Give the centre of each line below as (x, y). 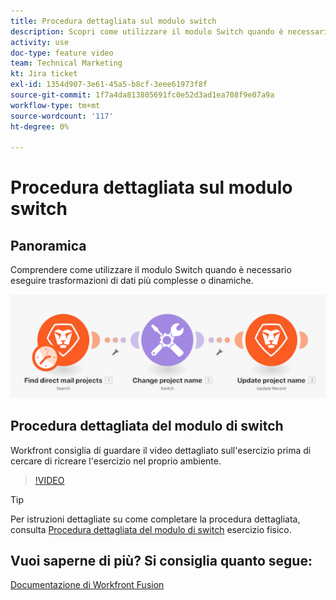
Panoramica (48, 245)
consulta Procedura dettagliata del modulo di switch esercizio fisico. (151, 529)
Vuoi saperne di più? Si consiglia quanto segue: (161, 560)
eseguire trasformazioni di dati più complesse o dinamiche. (132, 281)
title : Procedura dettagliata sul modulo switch (113, 21)
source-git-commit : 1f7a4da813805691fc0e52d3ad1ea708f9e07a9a (142, 95)
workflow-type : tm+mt (55, 105)
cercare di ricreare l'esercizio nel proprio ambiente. (116, 461)
